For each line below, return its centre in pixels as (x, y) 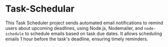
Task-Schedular (40, 9)
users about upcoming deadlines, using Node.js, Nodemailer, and (74, 28)
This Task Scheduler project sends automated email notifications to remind (84, 23)
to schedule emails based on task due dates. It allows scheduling (93, 33)
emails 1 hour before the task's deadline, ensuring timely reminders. (77, 39)
